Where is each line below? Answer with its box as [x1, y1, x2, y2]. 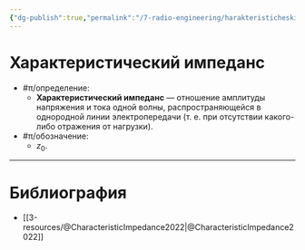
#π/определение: [22, 82, 91, 93]
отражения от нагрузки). [57, 120, 153, 131]
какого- [264, 111, 295, 122]
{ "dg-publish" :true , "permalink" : [9, 13, 136, 23]
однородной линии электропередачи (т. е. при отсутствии [35, 111, 263, 122]
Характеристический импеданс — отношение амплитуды [35, 91, 266, 102]
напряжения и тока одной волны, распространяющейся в [35, 101, 261, 112]
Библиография [9, 182, 127, 203]
